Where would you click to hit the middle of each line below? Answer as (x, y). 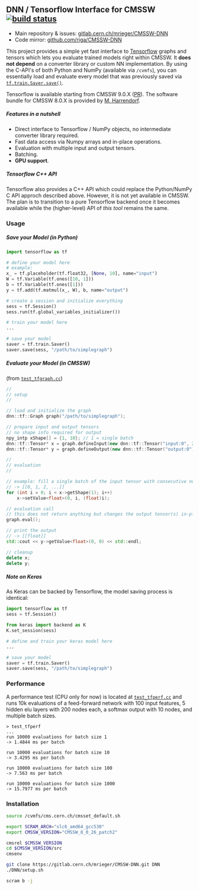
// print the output (32, 530)
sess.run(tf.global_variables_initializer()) (63, 312)
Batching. (26, 154)
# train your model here (37, 323)
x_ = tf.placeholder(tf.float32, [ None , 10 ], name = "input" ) (82, 274)
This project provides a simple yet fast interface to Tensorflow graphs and (96, 51)
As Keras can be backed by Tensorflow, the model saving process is (89, 592)
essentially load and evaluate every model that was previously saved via (94, 76)
